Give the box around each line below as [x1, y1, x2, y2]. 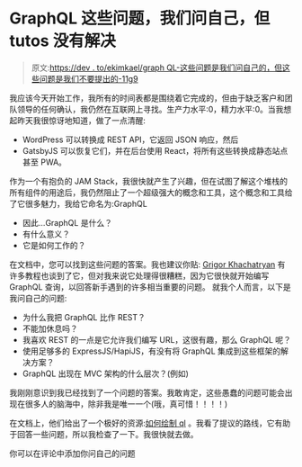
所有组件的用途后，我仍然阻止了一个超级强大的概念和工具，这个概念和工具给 [9, 186, 293, 198]
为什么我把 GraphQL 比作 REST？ [22, 311, 147, 322]
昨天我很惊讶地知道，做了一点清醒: [16, 114, 147, 126]
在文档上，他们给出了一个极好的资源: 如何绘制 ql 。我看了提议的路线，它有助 [9, 418, 290, 428]
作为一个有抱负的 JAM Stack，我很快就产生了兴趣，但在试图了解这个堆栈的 [9, 175, 289, 186]
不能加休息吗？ [22, 323, 78, 334]
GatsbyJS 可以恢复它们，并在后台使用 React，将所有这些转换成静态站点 [22, 145, 289, 156]
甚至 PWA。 [22, 157, 67, 167]
